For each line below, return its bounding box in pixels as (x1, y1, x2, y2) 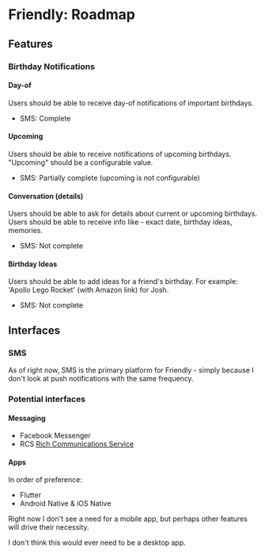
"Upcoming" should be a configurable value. (8, 157, 153, 167)
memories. (8, 226, 44, 235)
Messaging (8, 413, 46, 423)
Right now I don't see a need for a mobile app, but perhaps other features (8, 514, 248, 524)
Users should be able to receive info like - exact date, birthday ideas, (8, 217, 233, 227)
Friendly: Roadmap (8, 6, 136, 24)
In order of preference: (8, 475, 83, 484)
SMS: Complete (19, 113, 71, 123)
